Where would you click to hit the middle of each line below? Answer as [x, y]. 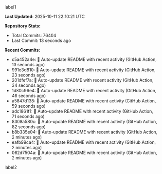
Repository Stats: [23, 26]
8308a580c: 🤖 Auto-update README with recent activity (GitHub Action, [84, 122]
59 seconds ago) [28, 106]
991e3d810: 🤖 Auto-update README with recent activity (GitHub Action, [84, 70]
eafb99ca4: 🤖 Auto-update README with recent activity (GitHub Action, [84, 142]
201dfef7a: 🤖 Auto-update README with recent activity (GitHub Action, [82, 80]
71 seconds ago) [28, 116]
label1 [10, 7]
